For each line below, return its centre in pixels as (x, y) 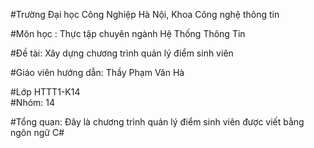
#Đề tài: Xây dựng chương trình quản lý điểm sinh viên (122, 53)
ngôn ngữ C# (37, 132)
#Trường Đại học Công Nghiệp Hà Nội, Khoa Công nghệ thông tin (145, 14)
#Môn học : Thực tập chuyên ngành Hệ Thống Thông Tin (128, 33)
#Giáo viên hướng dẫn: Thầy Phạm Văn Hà (97, 72)
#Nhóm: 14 (33, 102)
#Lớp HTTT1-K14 (45, 92)
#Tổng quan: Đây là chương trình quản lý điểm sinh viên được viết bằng (157, 122)
